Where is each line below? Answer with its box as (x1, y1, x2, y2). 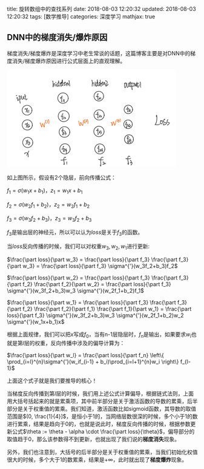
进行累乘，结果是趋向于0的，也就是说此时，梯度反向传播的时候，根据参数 (7, 420, 191, 427)
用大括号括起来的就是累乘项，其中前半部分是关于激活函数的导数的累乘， (7, 397, 187, 405)
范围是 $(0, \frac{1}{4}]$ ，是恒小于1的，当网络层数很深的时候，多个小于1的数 (7, 413, 198, 420)
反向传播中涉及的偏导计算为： (50, 339, 125, 346)
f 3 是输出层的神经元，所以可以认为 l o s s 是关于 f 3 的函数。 (7, 228, 143, 237)
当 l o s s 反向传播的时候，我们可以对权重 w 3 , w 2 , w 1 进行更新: (7, 242, 150, 251)
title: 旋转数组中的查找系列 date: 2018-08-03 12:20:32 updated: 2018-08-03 (7, 5, 196, 12)
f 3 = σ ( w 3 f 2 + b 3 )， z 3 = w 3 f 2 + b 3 (7, 214, 92, 224)
